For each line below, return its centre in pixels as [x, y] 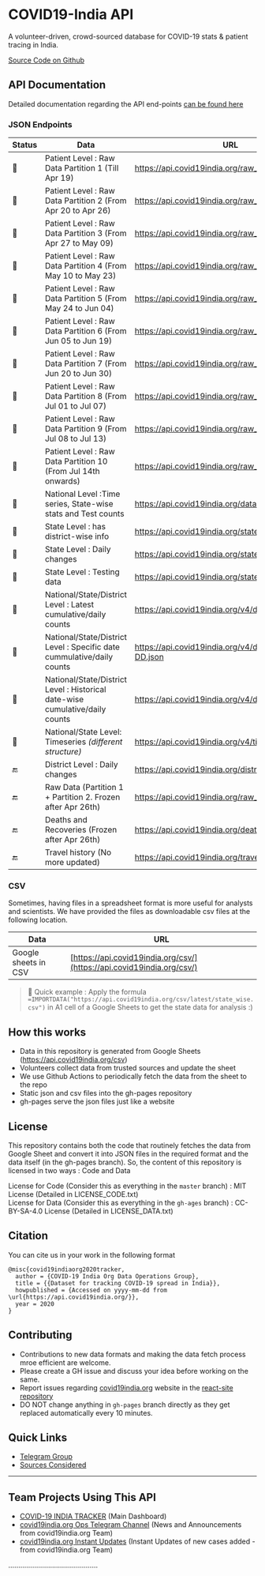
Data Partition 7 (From [86, 363]
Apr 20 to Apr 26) [78, 211]
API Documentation [57, 85]
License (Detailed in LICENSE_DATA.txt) [109, 1211]
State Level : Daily [78, 549]
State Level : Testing [82, 572]
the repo [33, 1085]
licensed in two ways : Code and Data [69, 1170]
